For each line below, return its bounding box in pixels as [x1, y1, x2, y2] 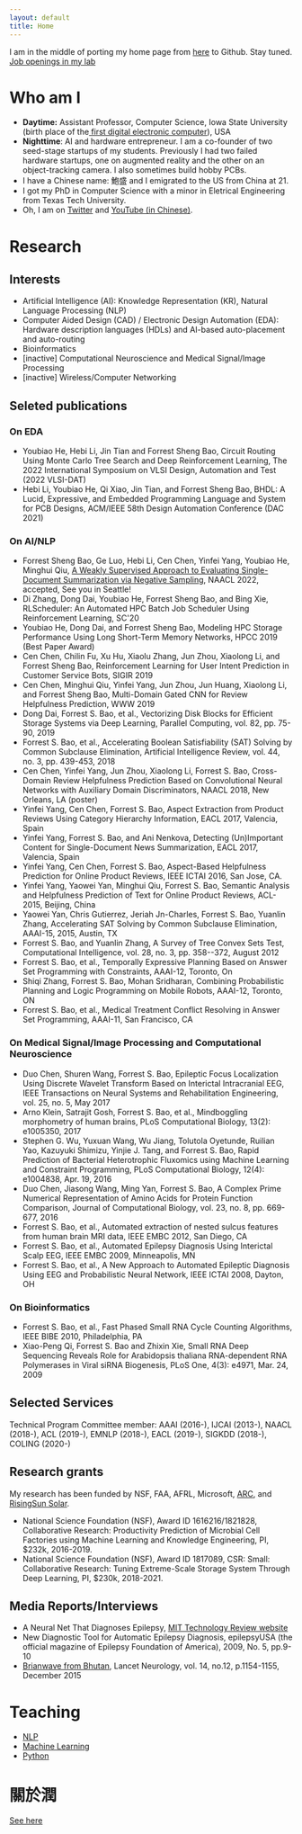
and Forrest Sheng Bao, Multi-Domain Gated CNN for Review [22, 689, 249, 700]
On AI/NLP [9, 535, 57, 548]
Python [22, 1750, 49, 1761]
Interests [9, 272, 61, 288]
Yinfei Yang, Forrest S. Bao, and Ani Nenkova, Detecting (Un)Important [22, 833, 284, 844]
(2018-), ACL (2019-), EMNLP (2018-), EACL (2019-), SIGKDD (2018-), [9, 1428, 267, 1439]
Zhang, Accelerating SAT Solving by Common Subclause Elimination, [22, 918, 278, 929]
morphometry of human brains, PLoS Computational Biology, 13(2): [22, 1116, 271, 1127]
